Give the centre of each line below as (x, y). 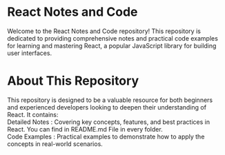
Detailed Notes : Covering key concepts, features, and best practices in (109, 122)
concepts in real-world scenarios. (55, 144)
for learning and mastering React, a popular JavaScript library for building (112, 45)
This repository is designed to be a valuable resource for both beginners (110, 100)
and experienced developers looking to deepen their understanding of (107, 107)
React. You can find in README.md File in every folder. (85, 129)
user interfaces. (30, 53)
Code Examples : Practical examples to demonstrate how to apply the (106, 136)
